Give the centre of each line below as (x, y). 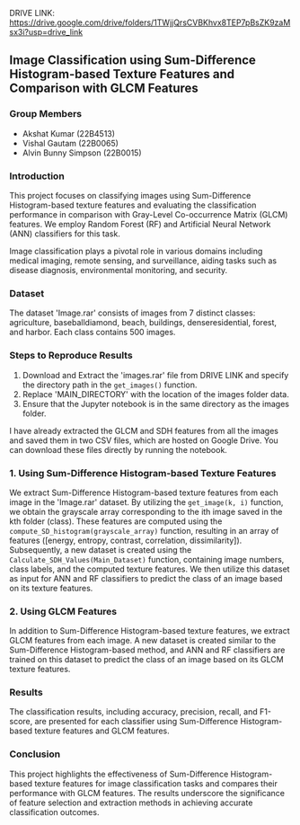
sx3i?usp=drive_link (46, 32)
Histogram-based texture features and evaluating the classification (133, 205)
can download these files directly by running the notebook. (118, 449)
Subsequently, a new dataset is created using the (101, 550)
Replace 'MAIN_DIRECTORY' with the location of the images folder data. (155, 394)
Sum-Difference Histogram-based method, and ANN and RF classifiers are (147, 650)
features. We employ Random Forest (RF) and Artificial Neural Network (140, 224)
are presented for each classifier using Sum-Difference (137, 722)
